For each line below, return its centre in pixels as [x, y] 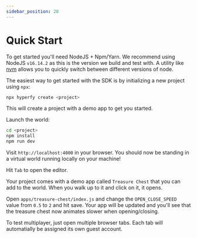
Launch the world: [28, 120]
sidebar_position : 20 [33, 11]
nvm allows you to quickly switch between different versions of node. [90, 69]
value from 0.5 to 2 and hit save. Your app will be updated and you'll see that [98, 205]
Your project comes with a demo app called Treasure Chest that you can [93, 181]
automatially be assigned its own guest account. [64, 229]
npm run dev [21, 142]
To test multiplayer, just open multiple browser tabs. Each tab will [84, 223]
